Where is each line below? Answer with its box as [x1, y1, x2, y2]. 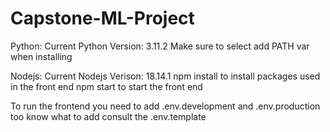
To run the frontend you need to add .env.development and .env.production [10, 100, 321, 112]
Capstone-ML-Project [10, 7, 195, 30]
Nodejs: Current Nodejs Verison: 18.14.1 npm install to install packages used [10, 70, 321, 82]
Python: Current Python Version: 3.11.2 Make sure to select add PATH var [10, 40, 310, 52]
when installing [10, 50, 73, 62]
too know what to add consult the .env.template [10, 110, 207, 122]
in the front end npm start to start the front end [10, 80, 203, 92]
